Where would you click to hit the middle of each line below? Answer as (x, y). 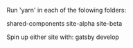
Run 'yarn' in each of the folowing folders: (66, 10)
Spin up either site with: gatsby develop (63, 37)
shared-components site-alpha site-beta (64, 23)
